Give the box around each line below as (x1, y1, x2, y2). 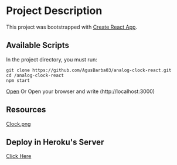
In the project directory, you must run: (6, 56, 98, 63)
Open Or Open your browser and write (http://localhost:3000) (6, 88, 155, 95)
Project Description (6, 4, 103, 18)
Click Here (6, 153, 32, 160)
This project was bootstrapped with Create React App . (6, 23, 138, 30)
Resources (6, 105, 46, 115)
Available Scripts (6, 40, 69, 50)
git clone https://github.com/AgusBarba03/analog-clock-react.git (6, 67, 172, 73)
